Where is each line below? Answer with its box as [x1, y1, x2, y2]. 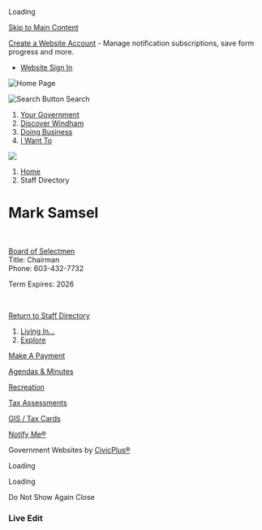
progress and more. [8, 47, 75, 56]
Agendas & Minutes [8, 366, 74, 376]
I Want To [19, 136, 53, 145]
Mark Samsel [8, 204, 99, 222]
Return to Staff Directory [8, 310, 91, 320]
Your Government [19, 110, 79, 119]
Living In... [19, 326, 55, 336]
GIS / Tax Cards [8, 413, 61, 423]
